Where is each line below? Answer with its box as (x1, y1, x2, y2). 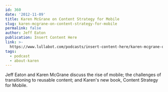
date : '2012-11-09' (5, 12, 46, 17)
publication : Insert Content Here (5, 35, 77, 40)
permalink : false (5, 26, 41, 31)
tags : (5, 49, 16, 54)
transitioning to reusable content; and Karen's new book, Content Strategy (5, 77, 158, 83)
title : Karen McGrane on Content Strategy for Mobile (5, 16, 120, 21)
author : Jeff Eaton (5, 30, 46, 35)
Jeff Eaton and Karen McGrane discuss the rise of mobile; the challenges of (5, 72, 161, 78)
